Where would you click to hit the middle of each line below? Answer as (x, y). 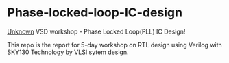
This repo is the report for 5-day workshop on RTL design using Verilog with (115, 45)
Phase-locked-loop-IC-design (95, 13)
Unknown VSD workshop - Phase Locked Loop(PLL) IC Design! (96, 32)
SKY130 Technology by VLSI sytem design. (68, 52)
